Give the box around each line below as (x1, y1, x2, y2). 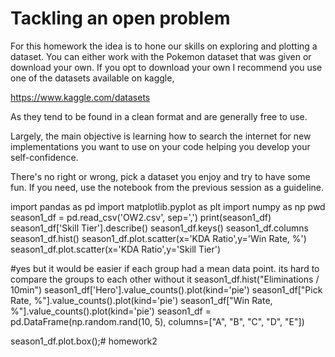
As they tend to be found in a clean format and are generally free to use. (10, 110, 308, 122)
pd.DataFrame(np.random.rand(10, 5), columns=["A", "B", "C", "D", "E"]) (10, 315, 305, 327)
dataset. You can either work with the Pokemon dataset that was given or (10, 50, 312, 62)
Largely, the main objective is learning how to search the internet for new (10, 130, 312, 142)
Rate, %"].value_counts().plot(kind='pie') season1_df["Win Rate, (10, 294, 273, 306)
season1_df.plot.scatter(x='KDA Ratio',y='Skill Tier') (10, 243, 222, 255)
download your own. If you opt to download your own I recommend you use (10, 61, 323, 73)
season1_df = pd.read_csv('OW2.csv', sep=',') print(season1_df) (10, 211, 272, 223)
